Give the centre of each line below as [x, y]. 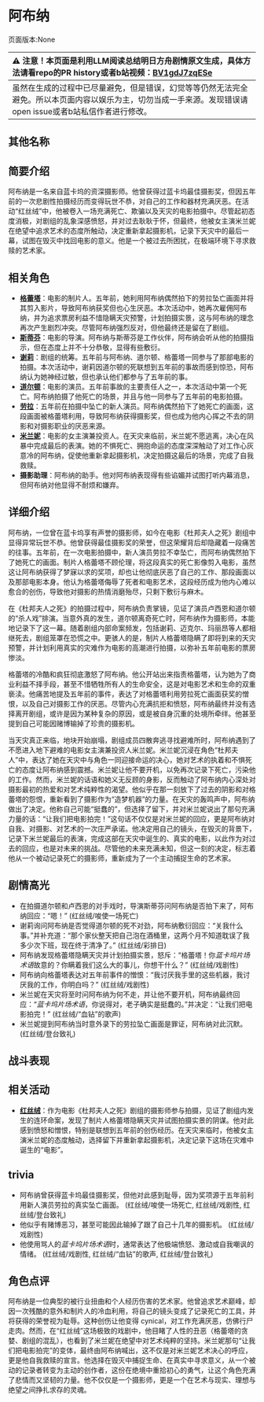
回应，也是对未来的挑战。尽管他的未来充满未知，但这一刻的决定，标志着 [139, 848]
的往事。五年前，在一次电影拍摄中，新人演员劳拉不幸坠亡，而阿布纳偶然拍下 [132, 552]
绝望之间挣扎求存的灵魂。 [49, 1390]
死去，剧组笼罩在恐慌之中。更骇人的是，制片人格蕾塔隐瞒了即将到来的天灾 [135, 637]
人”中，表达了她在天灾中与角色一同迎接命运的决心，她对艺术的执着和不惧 [127, 759]
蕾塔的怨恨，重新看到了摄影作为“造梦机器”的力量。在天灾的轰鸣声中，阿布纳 [132, 799]
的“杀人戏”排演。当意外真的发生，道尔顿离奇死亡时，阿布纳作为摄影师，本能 [132, 618]
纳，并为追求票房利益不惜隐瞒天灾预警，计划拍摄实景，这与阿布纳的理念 [136, 317]
